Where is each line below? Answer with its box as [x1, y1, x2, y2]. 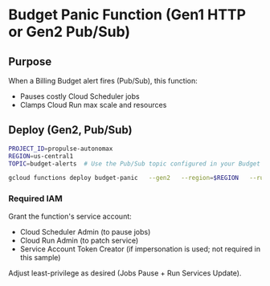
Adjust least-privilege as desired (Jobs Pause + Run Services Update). [8, 268, 242, 278]
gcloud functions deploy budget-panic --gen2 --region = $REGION [8, 174, 239, 182]
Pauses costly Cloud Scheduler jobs [19, 92, 140, 101]
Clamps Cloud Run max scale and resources [19, 100, 167, 109]
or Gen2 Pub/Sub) [8, 22, 131, 41]
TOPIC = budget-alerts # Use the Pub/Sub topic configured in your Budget [8, 159, 261, 168]
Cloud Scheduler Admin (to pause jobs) [19, 227, 151, 236]
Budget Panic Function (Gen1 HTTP [8, 6, 247, 24]
